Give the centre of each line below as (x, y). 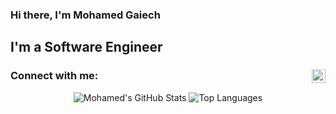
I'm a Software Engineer (86, 47)
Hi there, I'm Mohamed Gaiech (85, 15)
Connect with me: (54, 76)
